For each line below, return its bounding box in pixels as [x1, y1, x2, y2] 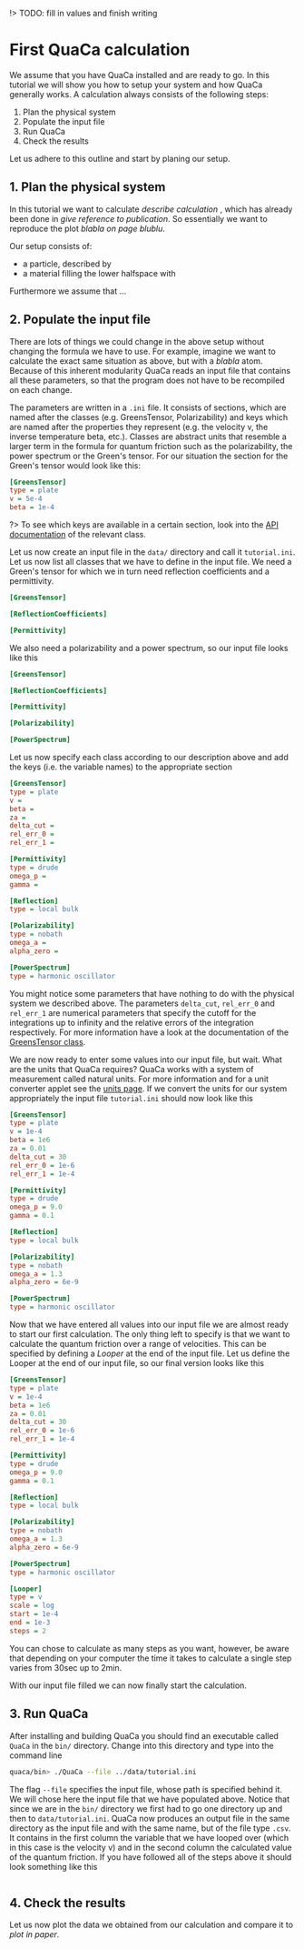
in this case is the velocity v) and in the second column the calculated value [9, 1842, 292, 1853]
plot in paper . [9, 1929, 60, 1940]
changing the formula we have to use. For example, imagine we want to [9, 346, 277, 357]
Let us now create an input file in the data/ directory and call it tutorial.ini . [9, 547, 296, 558]
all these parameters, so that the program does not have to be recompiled [9, 375, 285, 386]
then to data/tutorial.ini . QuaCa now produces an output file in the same [9, 1813, 290, 1823]
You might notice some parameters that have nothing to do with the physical [9, 988, 295, 999]
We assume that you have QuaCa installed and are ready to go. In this [9, 69, 270, 80]
